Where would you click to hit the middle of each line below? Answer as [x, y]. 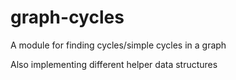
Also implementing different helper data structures [114, 64]
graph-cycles [67, 17]
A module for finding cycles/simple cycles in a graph [118, 45]
